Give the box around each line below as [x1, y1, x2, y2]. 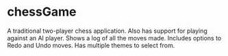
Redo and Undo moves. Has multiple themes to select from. [7, 41, 175, 49]
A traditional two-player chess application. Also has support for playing [7, 27, 207, 35]
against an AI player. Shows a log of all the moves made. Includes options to [7, 33, 222, 42]
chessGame [7, 4, 77, 20]
